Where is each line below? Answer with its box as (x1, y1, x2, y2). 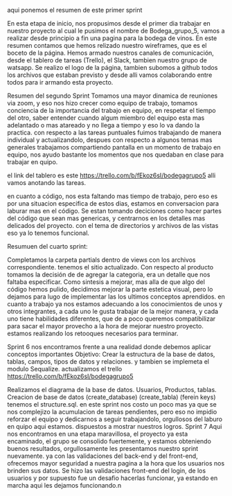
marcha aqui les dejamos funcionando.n (7, 481, 122, 489)
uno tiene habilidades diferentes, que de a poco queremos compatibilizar (7, 315, 216, 323)
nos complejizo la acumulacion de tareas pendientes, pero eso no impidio (7, 408, 217, 416)
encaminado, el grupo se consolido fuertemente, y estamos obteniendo (7, 437, 211, 445)
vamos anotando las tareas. (7, 179, 87, 186)
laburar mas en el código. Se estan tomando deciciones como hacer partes (7, 207, 222, 215)
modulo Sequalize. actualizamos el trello (7, 365, 123, 373)
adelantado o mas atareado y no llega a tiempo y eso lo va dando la (7, 121, 200, 129)
